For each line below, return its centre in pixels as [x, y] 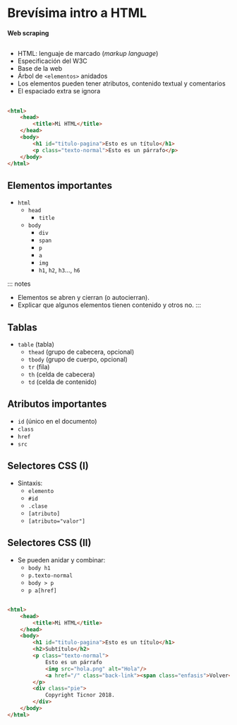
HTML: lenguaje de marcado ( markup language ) [88, 54]
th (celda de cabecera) [61, 375]
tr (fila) [39, 367]
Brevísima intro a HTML [77, 13]
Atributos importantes [57, 404]
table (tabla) [36, 344]
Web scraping [28, 33]
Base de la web [40, 69]
